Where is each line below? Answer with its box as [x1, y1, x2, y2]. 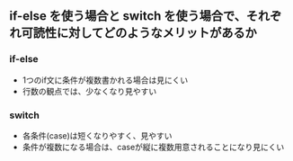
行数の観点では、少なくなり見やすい [22, 85, 157, 96]
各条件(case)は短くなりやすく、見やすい [22, 130, 173, 141]
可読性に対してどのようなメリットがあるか [21, 25, 258, 40]
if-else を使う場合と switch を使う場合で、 [9, 8, 247, 24]
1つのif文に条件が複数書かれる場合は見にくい [22, 75, 189, 85]
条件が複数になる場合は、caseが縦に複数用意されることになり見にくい [22, 141, 285, 152]
